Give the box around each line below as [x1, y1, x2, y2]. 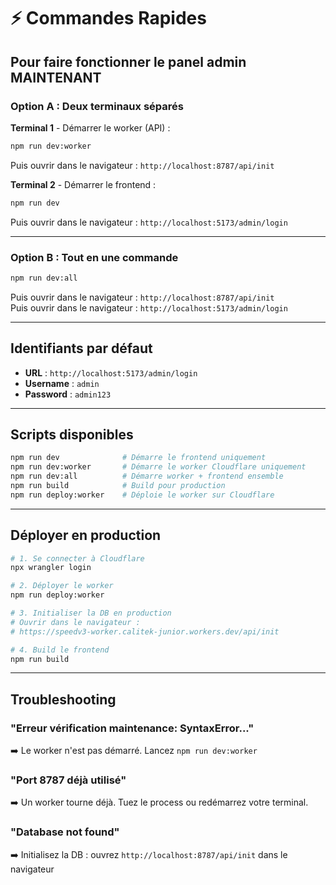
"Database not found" [10, 825, 120, 839]
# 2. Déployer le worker [10, 581, 114, 591]
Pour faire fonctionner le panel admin [10, 53, 247, 70]
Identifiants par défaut [10, 340, 153, 357]
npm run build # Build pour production [10, 481, 226, 491]
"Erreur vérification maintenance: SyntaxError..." [10, 721, 255, 735]
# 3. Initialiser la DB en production [10, 608, 172, 619]
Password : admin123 [24, 388, 112, 400]
